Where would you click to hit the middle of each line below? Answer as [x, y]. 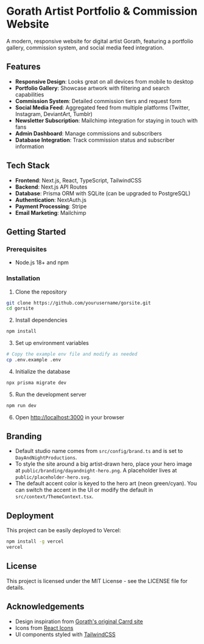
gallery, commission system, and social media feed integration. [85, 48]
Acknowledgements [45, 606]
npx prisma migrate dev [37, 383]
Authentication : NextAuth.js [51, 200]
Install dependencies [41, 320]
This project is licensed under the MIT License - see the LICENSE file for [97, 581]
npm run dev [21, 405]
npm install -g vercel [35, 541]
